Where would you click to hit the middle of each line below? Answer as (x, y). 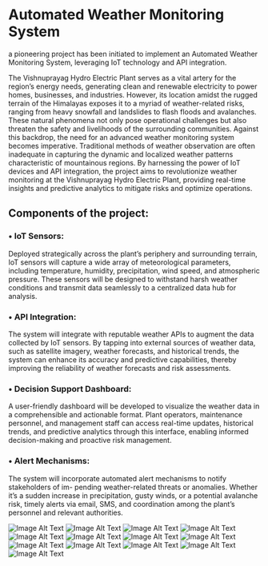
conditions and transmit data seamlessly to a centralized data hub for (122, 287)
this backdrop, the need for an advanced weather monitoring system (121, 137)
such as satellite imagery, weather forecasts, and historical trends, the (124, 351)
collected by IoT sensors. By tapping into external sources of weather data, (132, 342)
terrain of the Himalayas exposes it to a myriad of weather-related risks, (127, 103)
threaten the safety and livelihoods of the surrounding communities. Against (134, 129)
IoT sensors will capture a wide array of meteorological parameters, (120, 262)
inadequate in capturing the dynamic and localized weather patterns (121, 154)
